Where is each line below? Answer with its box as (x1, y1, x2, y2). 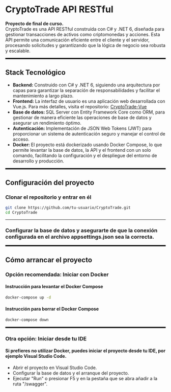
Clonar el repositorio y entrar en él (5, 194, 92, 201)
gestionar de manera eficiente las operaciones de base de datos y (12, 114, 152, 121)
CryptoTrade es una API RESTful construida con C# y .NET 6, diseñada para (5, 26, 164, 32)
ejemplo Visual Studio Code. (5, 353, 67, 359)
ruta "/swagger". (12, 381, 48, 387)
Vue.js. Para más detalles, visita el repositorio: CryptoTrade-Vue (12, 103, 147, 109)
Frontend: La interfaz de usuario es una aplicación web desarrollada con (12, 98, 165, 104)
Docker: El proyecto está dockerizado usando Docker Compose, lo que (12, 142, 162, 148)
